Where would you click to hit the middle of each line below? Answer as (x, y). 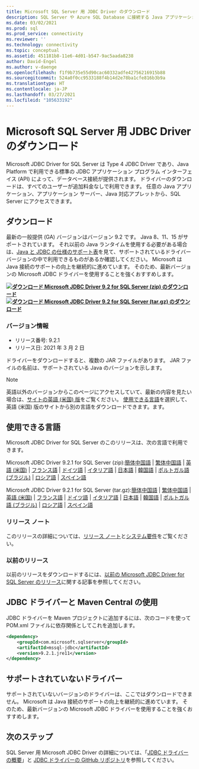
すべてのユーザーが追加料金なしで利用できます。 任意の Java (101, 186)
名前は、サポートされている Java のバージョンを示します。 (94, 368)
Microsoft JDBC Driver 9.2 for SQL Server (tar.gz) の (109, 302)
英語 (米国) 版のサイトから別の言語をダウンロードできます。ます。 (87, 407)
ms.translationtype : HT (36, 84)
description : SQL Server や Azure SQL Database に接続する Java (84, 17)
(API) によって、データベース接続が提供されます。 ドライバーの (94, 178)
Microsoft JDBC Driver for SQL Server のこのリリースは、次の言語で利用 (94, 442)
